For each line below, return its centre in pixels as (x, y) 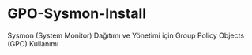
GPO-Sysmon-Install (77, 14)
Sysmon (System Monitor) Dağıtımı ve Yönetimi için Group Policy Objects (126, 35)
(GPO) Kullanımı (33, 43)
